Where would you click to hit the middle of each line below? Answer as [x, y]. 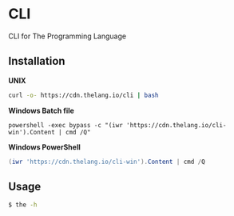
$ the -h [23, 205]
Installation [37, 61]
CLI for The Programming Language [67, 36]
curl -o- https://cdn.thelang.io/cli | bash [83, 95]
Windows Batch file [41, 110]
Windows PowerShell [45, 147]
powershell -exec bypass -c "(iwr [66, 125]
